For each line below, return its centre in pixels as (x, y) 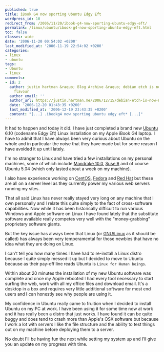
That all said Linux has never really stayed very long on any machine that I (79, 198)
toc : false (16, 32)
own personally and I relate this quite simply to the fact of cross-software (79, 203)
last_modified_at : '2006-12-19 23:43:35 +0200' (59, 110)
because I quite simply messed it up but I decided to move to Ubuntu (74, 258)
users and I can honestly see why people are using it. (59, 294)
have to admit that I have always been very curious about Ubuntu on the (77, 138)
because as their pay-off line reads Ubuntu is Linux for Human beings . (76, 264)
